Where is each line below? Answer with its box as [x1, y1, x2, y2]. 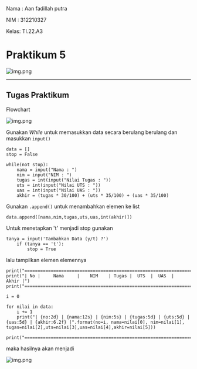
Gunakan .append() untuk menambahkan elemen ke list [6, 203, 140, 210]
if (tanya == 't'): [16, 241, 64, 247]
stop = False [6, 151, 38, 157]
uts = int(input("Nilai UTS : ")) [16, 182, 101, 188]
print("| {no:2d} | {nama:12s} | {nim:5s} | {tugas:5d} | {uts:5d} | [16, 314, 191, 320]
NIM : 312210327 [6, 16, 47, 23]
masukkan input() [6, 135, 51, 142]
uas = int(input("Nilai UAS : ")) [16, 187, 101, 193]
